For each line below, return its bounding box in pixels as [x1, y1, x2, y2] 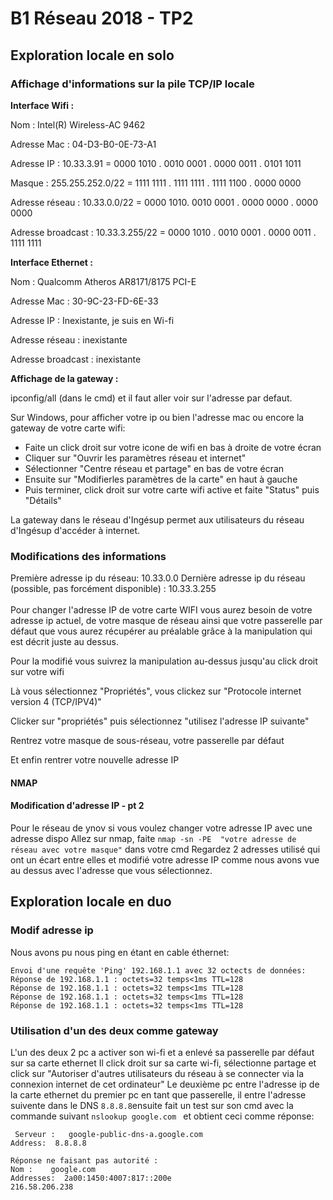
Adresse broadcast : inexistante [10, 353, 142, 365]
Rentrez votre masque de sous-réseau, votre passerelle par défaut [10, 735, 285, 747]
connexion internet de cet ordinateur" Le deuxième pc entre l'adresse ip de [10, 1078, 320, 1090]
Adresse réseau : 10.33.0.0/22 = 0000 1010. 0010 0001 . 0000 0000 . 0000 [10, 196, 318, 208]
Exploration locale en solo [10, 47, 175, 64]
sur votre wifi [10, 666, 65, 678]
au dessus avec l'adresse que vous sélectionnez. [10, 864, 213, 876]
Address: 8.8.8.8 [10, 1138, 87, 1148]
